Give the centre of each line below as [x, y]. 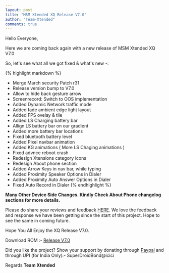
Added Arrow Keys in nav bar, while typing [57, 169]
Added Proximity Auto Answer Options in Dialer [62, 179]
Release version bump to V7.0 [43, 88]
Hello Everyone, [22, 38]
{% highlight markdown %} [33, 73]
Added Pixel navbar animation [44, 142]
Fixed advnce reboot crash [41, 153]
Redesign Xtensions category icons [49, 158]
